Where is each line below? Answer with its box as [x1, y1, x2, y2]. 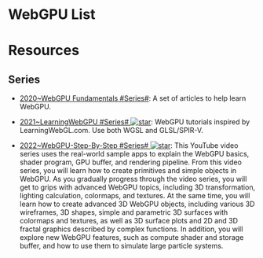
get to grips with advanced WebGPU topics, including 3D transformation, [19, 182, 256, 192]
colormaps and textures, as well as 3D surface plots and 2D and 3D [19, 216, 238, 226]
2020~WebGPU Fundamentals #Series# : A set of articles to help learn [19, 94, 247, 103]
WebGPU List [8, 6, 96, 24]
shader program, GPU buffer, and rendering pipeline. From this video [19, 157, 242, 167]
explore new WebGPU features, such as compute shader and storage [19, 233, 244, 242]
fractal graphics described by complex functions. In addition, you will [19, 224, 243, 234]
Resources [8, 42, 80, 60]
